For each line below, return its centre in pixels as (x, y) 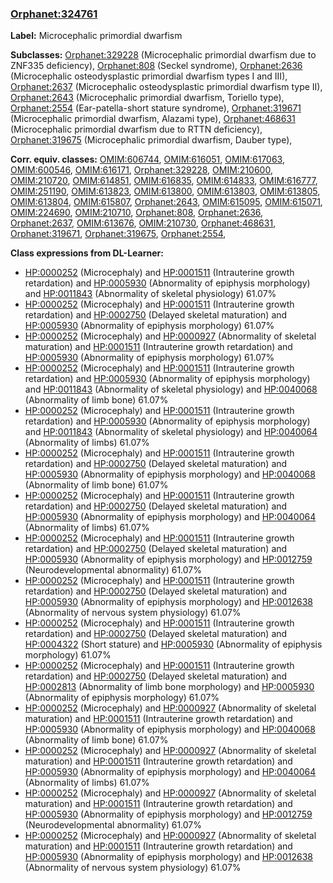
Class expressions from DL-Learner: (87, 253)
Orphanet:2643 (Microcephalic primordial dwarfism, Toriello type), (147, 98)
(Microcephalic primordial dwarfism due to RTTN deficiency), (136, 129)
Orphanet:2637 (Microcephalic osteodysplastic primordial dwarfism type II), (166, 87)
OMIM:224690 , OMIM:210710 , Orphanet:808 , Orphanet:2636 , (137, 213)
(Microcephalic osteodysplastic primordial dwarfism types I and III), (149, 76)
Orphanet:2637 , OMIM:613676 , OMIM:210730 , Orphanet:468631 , (143, 223)
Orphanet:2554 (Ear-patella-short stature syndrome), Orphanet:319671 (156, 108)
